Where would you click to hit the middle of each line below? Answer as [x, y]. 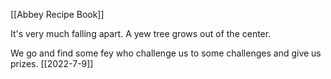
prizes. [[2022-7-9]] [52, 63]
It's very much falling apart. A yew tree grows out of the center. [141, 33]
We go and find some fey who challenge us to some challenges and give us [166, 53]
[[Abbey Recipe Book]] [57, 14]
